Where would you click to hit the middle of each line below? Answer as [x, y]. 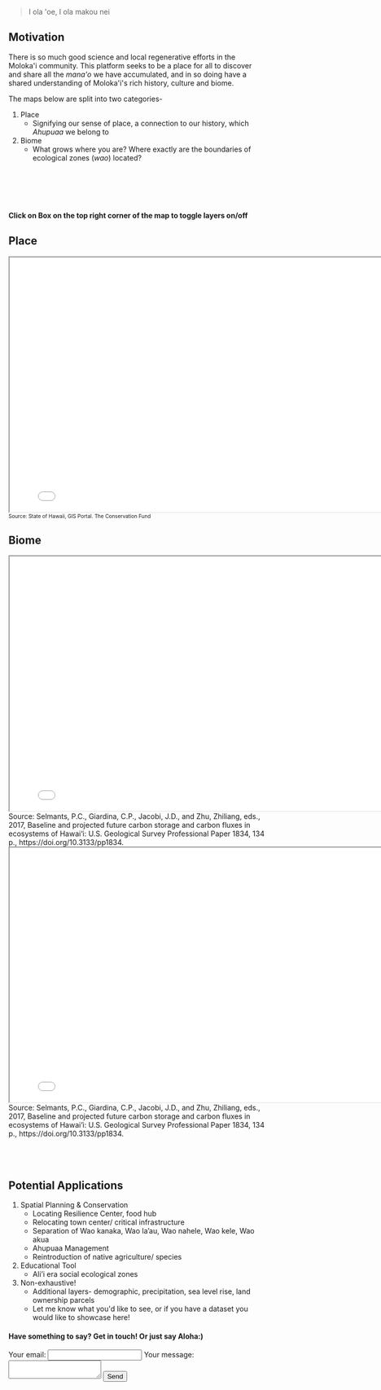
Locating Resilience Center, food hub [94, 1214]
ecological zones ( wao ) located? [87, 157]
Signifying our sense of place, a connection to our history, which [141, 123]
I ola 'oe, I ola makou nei [69, 12]
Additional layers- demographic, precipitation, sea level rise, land [141, 1291]
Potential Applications [66, 1185]
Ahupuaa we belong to [71, 132]
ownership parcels [63, 1300]
